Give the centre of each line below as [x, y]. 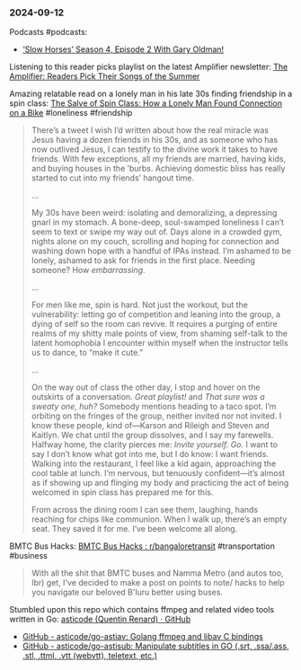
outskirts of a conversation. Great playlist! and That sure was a [148, 397]
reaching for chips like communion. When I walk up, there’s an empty [159, 519]
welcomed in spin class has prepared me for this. [122, 492]
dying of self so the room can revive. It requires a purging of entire [154, 324]
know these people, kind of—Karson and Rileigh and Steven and [150, 426]
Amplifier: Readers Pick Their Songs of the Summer [105, 76]
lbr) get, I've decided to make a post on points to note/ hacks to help [158, 583]
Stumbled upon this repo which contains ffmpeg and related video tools [142, 610]
